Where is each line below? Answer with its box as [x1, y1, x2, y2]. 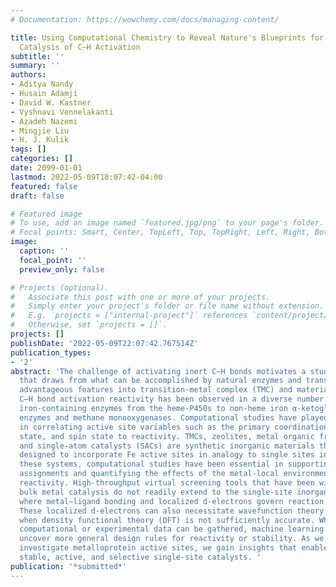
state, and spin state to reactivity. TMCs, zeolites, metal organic [19, 431, 315, 441]
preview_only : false [19, 264, 105, 275]
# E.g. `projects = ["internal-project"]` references [10, 311, 248, 321]
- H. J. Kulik [10, 135, 70, 145]
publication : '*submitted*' [10, 561, 128, 571]
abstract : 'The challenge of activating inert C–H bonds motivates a [10, 366, 307, 376]
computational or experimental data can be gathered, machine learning [19, 524, 325, 535]
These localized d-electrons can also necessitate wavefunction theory [19, 506, 325, 516]
